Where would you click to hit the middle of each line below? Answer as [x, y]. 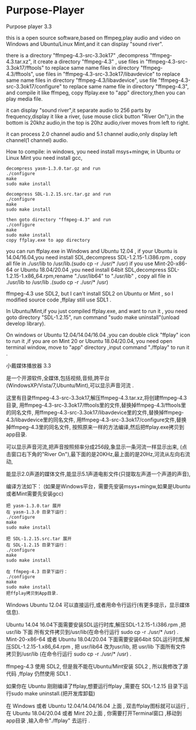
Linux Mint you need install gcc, [44, 157]
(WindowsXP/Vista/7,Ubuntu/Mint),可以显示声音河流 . [70, 385]
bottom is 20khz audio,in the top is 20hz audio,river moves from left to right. [98, 122]
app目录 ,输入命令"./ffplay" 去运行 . [48, 720]
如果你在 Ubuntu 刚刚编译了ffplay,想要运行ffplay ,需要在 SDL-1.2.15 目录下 [94, 686]
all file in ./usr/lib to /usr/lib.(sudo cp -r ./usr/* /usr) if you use [80, 263]
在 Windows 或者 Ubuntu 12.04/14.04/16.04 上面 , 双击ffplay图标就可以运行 [96, 705]
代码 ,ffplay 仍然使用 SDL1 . [39, 673]
